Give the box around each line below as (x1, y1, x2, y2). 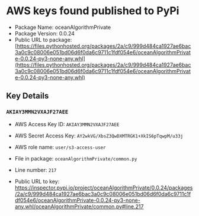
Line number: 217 (14, 166, 57, 174)
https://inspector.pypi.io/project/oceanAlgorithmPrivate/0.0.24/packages (14, 184, 193, 191)
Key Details (6, 91, 49, 101)
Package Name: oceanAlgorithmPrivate (14, 24, 111, 31)
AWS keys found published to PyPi (6, 4, 179, 18)
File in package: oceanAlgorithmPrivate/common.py (14, 155, 137, 162)
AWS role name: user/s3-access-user (14, 143, 106, 150)
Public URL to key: (14, 178, 60, 185)
